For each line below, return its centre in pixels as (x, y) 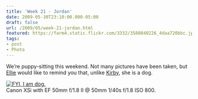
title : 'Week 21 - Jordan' (39, 11)
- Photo (16, 50)
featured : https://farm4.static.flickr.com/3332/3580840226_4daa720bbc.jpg (101, 33)
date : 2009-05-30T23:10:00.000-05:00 (52, 17)
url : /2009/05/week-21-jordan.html (50, 28)
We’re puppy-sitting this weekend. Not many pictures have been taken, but (97, 66)
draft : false (22, 22)
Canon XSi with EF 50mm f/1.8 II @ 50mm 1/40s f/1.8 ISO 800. (81, 90)
